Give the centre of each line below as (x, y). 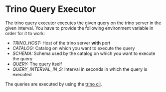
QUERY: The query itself (37, 64)
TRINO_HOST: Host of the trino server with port (61, 43)
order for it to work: (25, 33)
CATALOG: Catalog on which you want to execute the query (74, 48)
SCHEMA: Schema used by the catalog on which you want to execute (84, 53)
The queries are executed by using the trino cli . (54, 84)
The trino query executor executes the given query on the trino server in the (83, 23)
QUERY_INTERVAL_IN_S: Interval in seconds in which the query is (80, 69)
